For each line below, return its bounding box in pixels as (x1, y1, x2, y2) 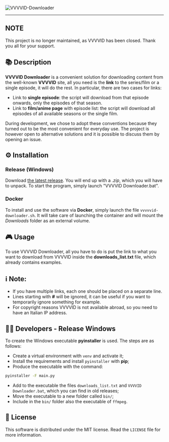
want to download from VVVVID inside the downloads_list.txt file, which (5, 254, 156, 260)
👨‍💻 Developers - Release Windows (5, 324, 116, 333)
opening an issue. (5, 136, 42, 142)
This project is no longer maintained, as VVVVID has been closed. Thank (5, 37, 156, 43)
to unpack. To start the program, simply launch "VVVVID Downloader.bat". (5, 183, 159, 189)
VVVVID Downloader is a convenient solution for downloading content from (5, 74, 163, 80)
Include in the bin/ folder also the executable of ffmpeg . (12, 398, 128, 404)
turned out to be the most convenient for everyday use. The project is (5, 125, 149, 132)
